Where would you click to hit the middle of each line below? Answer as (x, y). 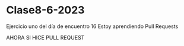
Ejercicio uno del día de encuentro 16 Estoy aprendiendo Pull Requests (92, 26)
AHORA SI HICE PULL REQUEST (45, 37)
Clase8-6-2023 (45, 10)
